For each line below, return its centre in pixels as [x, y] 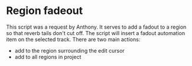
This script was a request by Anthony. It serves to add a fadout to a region [96, 27]
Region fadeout [45, 11]
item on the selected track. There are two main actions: [73, 39]
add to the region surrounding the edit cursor [70, 50]
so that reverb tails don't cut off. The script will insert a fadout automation [95, 33]
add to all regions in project [48, 57]
